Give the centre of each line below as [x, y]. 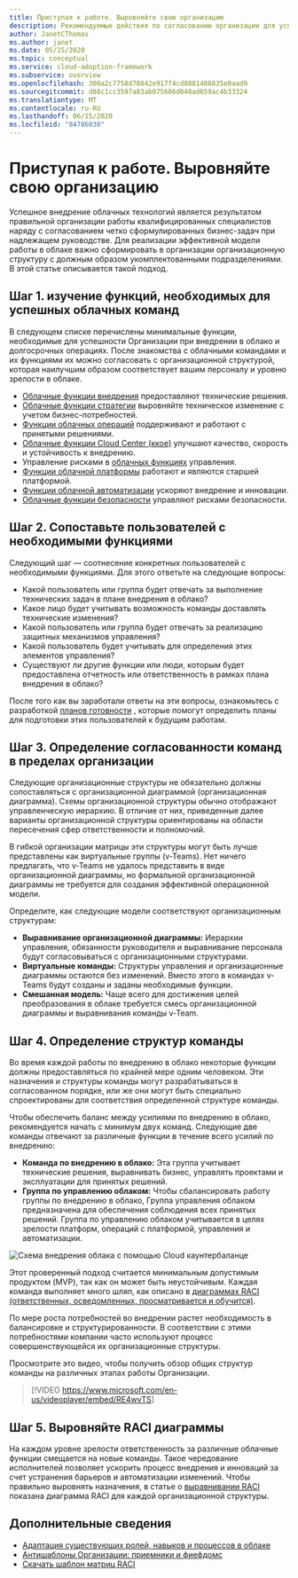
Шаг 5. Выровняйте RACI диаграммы [117, 1428]
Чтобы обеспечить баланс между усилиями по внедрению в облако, [140, 1118]
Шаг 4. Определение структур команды [126, 1041]
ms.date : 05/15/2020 [47, 51]
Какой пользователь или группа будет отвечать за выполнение [142, 589]
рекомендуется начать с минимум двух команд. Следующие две [133, 1127]
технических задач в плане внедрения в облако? [115, 599]
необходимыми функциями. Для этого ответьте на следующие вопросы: [148, 572]
